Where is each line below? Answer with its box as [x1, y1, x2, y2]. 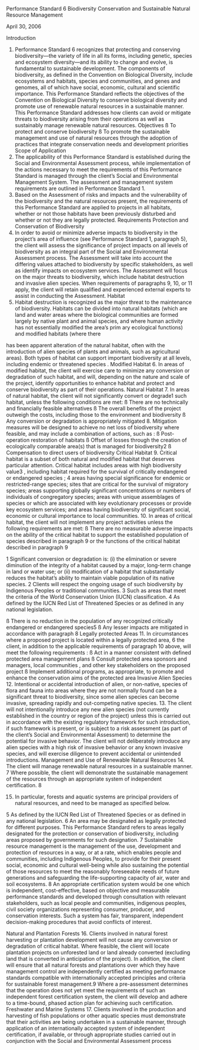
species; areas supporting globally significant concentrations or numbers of [6, 487, 191, 494]
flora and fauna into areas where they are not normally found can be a [6, 687, 177, 694]
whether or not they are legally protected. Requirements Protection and [14, 216, 188, 224]
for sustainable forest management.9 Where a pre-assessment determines [6, 980, 188, 988]
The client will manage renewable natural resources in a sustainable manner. [6, 763, 193, 769]
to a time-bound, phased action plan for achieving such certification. [6, 999, 174, 1007]
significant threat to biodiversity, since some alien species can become [6, 693, 179, 700]
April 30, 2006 [6, 23, 41, 30]
